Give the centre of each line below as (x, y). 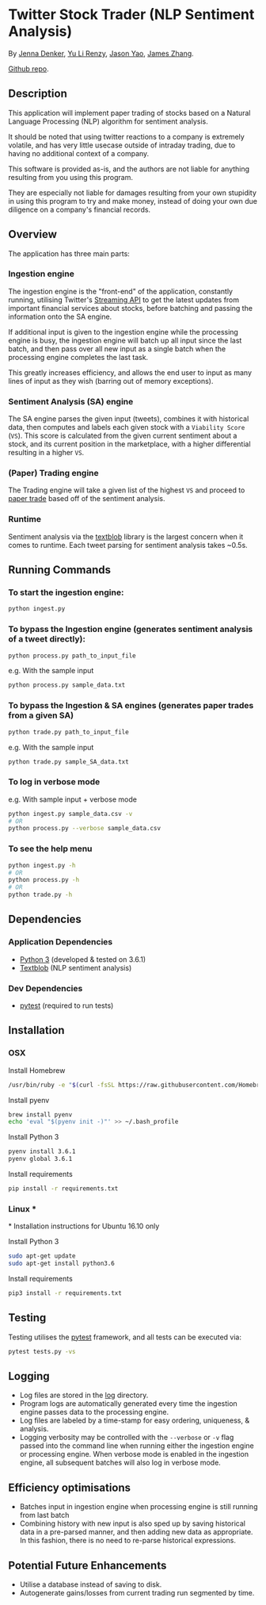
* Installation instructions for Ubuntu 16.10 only (84, 1226)
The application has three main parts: (69, 253)
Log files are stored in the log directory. (84, 1395)
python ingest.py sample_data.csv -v (70, 814)
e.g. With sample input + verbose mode (72, 799)
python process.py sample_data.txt (67, 685)
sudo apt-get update (42, 1256)
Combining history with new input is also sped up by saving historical (132, 1523)
